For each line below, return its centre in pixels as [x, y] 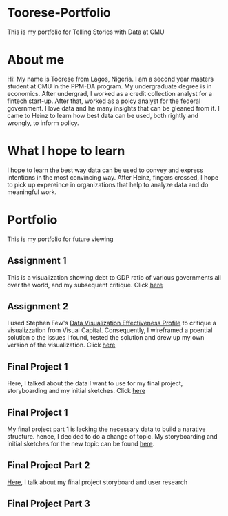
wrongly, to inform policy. [43, 123]
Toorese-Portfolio [59, 13]
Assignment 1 [37, 261]
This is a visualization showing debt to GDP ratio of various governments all [114, 277]
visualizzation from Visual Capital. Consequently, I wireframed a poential [110, 330]
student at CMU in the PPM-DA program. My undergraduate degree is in [110, 86]
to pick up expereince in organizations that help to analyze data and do [108, 184]
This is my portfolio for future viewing [60, 239]
